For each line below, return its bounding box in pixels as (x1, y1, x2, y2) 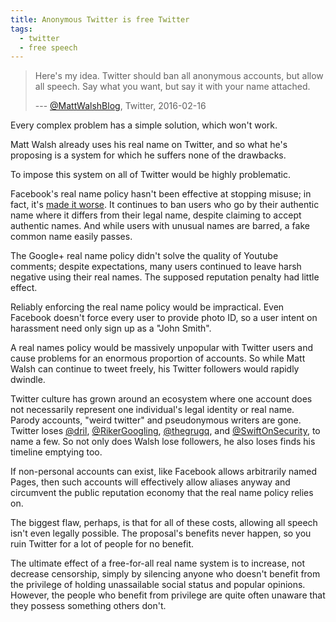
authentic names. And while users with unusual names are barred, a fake (10, 220, 310, 232)
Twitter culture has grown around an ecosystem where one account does (10, 393, 313, 405)
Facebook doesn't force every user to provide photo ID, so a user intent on (10, 312, 318, 324)
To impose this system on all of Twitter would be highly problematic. (10, 169, 292, 181)
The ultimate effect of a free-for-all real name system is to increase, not (10, 557, 305, 570)
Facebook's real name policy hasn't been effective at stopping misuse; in (10, 188, 312, 200)
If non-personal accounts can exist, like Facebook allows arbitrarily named (10, 466, 318, 478)
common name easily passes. (10, 231, 133, 243)
